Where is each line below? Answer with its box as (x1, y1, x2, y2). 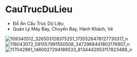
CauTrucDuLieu (5, 4, 73, 15)
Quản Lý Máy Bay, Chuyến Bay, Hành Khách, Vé (12, 25, 114, 32)
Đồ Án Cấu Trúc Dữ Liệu (12, 20, 64, 26)
